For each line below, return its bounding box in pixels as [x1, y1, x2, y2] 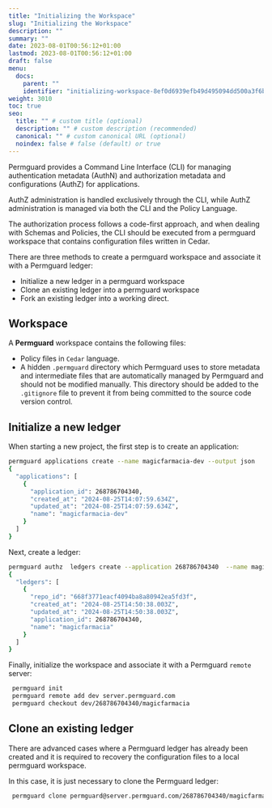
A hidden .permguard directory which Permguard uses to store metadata [19, 362, 261, 372]
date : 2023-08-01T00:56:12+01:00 [8, 42, 121, 50]
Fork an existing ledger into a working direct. [19, 293, 170, 303]
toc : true [8, 102, 42, 110]
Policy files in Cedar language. [19, 353, 120, 364]
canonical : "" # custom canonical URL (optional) [15, 132, 186, 140]
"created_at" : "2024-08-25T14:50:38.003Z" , [29, 600, 180, 609]
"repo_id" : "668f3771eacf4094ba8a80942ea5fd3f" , [29, 593, 198, 601]
